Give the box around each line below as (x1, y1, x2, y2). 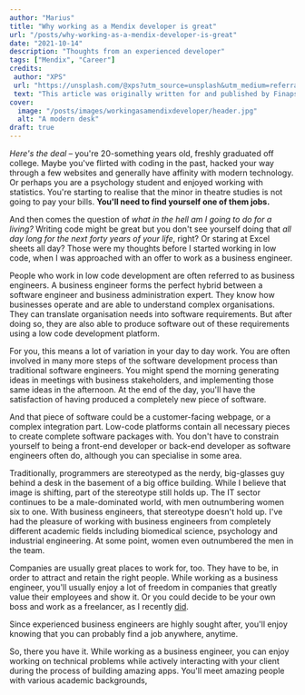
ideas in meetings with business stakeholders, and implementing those (9, 374, 274, 385)
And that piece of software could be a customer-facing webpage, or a (9, 412, 271, 422)
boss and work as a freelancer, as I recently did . (9, 601, 189, 611)
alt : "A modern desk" (17, 114, 100, 124)
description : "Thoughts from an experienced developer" (9, 47, 225, 56)
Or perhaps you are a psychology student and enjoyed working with (9, 177, 263, 187)
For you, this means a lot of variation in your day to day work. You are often (9, 346, 290, 356)
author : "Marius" (9, 13, 75, 23)
